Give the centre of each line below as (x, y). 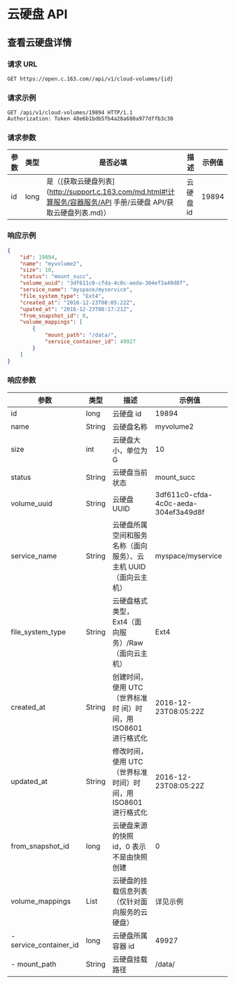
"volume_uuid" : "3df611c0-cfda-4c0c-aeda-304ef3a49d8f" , (105, 283)
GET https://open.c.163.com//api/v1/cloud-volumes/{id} (90, 79)
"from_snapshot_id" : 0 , (55, 315)
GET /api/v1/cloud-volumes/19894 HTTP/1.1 (70, 113)
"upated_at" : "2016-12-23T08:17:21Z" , (76, 309)
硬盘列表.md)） (85, 213)
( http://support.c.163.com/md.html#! (107, 192)
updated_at (29, 781)
